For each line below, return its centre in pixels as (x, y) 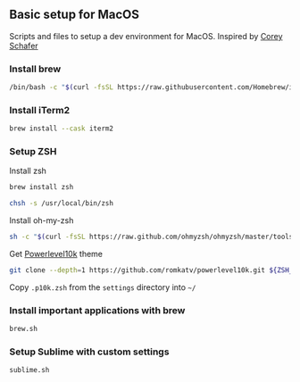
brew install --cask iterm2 (62, 129)
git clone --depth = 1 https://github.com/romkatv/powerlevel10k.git (137, 270)
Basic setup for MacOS (75, 15)
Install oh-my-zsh (42, 220)
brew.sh (24, 329)
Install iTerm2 (40, 110)
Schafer (24, 46)
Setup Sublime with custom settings (89, 352)
